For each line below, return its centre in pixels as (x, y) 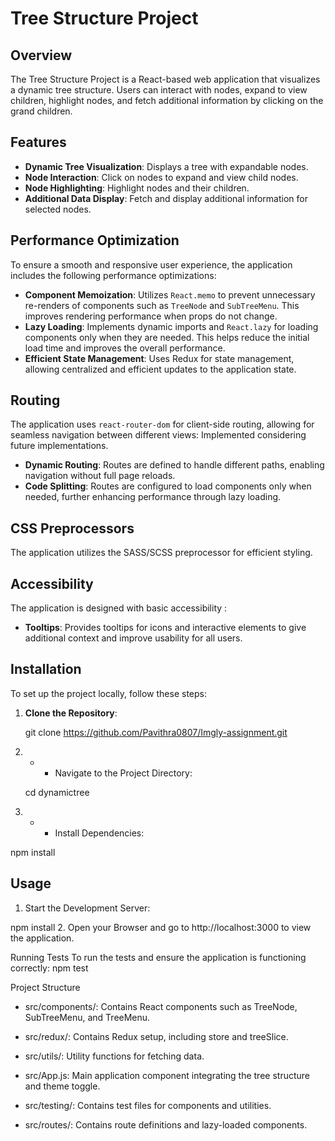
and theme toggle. (62, 1086)
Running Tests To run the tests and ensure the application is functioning (158, 957)
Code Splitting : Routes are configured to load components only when (168, 486)
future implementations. (59, 446)
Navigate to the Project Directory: (123, 773)
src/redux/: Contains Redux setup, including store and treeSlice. (156, 1036)
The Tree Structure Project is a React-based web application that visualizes (165, 79)
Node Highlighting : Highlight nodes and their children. (137, 188)
